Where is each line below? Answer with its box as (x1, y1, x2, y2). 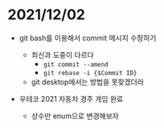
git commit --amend (43, 60, 109, 69)
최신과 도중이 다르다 (31, 50, 94, 59)
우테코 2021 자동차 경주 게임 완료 (18, 94, 124, 103)
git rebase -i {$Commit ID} (43, 69, 137, 77)
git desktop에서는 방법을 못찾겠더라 (31, 77, 144, 86)
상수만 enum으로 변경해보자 (31, 110, 120, 121)
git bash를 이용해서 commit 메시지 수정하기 (18, 33, 157, 42)
